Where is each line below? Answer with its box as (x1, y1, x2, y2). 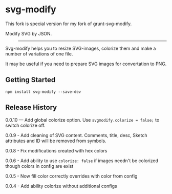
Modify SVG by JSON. (5, 30, 52, 36)
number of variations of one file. (5, 50, 73, 57)
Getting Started (5, 75, 56, 84)
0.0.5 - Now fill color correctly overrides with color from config (5, 173, 138, 179)
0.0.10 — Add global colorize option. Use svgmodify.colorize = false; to (5, 117, 160, 123)
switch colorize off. (5, 122, 46, 128)
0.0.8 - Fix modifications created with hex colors (5, 147, 107, 153)
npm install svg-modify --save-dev (5, 89, 81, 94)
